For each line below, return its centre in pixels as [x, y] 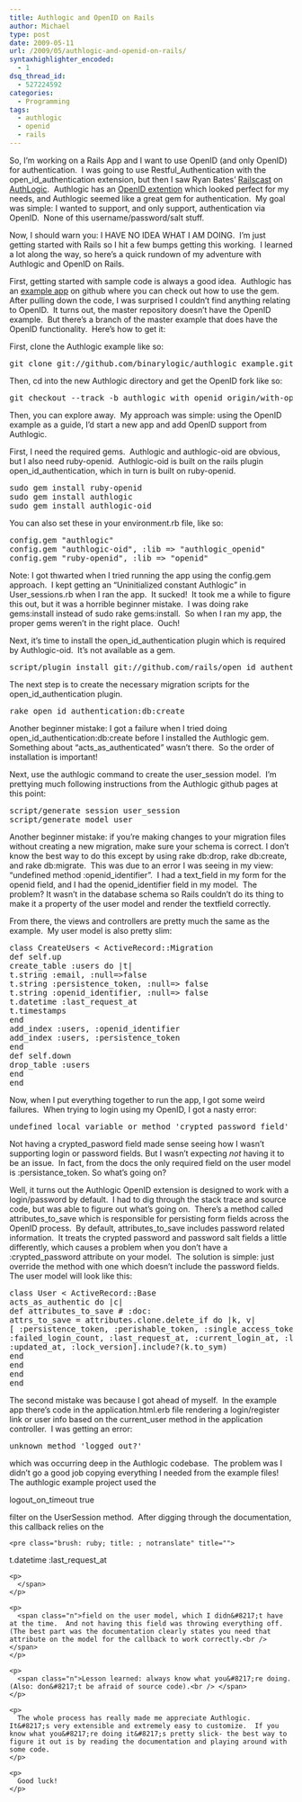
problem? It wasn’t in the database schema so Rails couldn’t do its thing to [147, 894]
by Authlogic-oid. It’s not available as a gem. [93, 650]
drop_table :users [50, 1064]
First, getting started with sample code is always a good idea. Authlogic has [151, 281]
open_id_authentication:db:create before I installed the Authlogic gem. [139, 738]
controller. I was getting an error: [71, 1429]
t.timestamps [38, 1010]
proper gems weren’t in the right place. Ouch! [95, 623]
